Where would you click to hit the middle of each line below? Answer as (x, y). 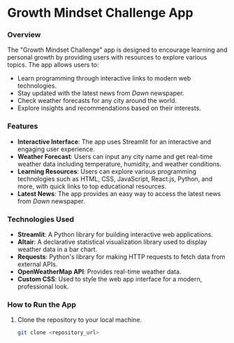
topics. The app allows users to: (53, 65)
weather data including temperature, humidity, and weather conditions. (119, 164)
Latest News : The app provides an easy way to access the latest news (119, 193)
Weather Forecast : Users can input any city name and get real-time (115, 156)
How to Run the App (42, 304)
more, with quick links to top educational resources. (92, 186)
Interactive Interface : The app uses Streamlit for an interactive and (114, 141)
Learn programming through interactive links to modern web (104, 78)
